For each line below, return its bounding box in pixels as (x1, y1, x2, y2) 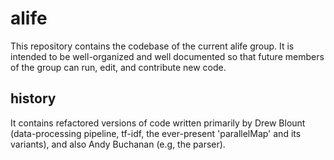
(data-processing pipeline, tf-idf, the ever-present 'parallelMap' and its (10, 127, 302, 139)
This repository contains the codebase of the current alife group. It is (10, 40, 295, 52)
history (10, 90, 57, 107)
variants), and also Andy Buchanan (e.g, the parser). (10, 138, 226, 150)
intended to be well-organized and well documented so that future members (10, 50, 325, 62)
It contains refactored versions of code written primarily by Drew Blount (10, 117, 306, 129)
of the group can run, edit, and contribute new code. (10, 61, 227, 73)
